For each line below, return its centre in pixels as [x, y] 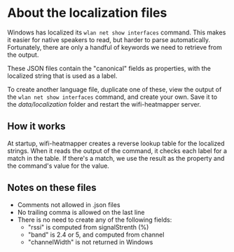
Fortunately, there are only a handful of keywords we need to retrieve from [115, 47]
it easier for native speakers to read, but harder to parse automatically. [109, 39]
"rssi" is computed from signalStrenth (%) [88, 227]
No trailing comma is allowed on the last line [81, 212]
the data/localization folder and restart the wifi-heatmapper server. [104, 104]
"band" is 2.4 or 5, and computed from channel [96, 234]
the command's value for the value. [58, 166]
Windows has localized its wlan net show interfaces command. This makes [117, 32]
